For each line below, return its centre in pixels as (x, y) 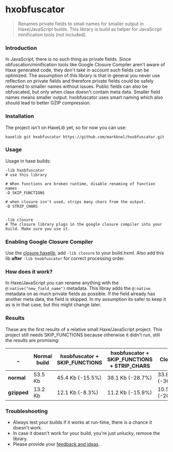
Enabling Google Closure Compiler (49, 242)
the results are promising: (32, 340)
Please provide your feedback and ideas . (56, 444)
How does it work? (29, 272)
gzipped (18, 392)
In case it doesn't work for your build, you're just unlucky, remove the (86, 433)
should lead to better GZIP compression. (48, 103)
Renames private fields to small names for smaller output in (81, 24)
